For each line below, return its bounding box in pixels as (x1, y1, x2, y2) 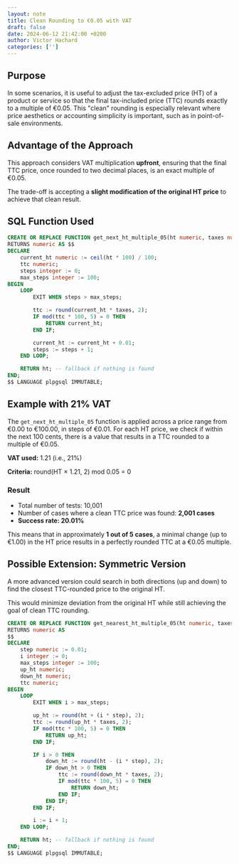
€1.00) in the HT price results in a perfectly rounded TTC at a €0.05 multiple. (7, 538, 232, 546)
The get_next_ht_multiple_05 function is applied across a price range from (7, 417, 228, 425)
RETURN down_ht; (70, 784, 119, 791)
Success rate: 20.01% (17, 516, 85, 525)
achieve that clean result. (7, 195, 82, 203)
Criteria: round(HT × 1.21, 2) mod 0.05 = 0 (7, 467, 132, 476)
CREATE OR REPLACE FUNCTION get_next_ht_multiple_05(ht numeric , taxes (7, 234, 224, 242)
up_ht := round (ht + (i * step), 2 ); (33, 712, 144, 719)
